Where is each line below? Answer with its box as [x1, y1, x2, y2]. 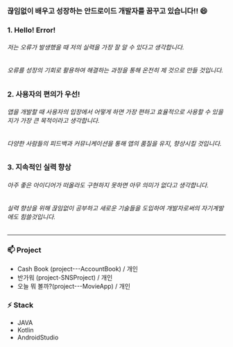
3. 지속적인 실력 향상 [7, 162, 71, 172]
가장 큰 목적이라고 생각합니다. [19, 117, 100, 125]
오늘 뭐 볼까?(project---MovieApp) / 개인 [17, 282, 130, 290]
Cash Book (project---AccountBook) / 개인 [17, 264, 139, 273]
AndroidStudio [17, 333, 59, 341]
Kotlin [17, 325, 34, 334]
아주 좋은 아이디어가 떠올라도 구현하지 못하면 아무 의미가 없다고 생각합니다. [7, 181, 209, 189]
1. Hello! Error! [7, 25, 56, 35]
